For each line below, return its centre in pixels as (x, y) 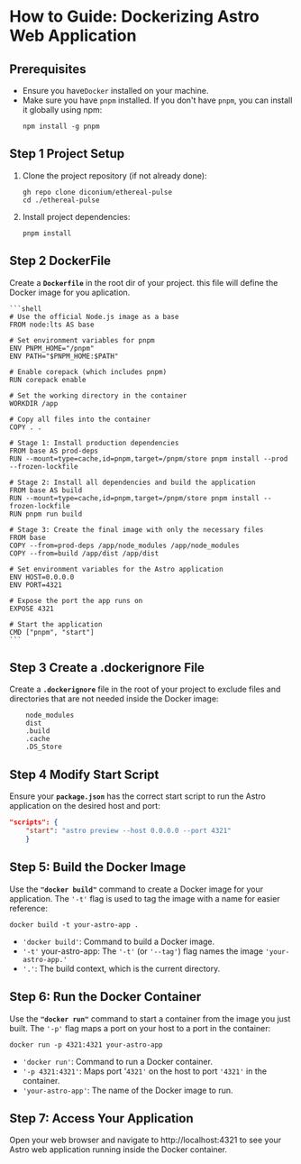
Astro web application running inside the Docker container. (119, 1150)
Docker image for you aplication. (70, 292)
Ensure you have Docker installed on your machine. (115, 91)
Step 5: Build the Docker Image (98, 867)
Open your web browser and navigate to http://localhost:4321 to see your (146, 1140)
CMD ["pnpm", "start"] (52, 632)
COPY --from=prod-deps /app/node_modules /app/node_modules (125, 545)
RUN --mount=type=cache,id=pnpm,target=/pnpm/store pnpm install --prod (149, 458)
